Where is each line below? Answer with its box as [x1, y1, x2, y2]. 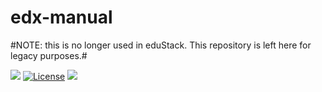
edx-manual [10, 6, 113, 29]
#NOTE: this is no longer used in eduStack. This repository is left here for [10, 39, 312, 51]
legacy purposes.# [10, 49, 88, 61]
